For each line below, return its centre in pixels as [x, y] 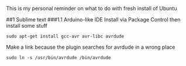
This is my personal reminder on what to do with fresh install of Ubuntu [92, 8]
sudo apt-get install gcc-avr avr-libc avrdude [65, 36]
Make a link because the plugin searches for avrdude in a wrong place [91, 47]
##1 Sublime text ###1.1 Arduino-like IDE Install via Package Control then [93, 19]
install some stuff [27, 26]
